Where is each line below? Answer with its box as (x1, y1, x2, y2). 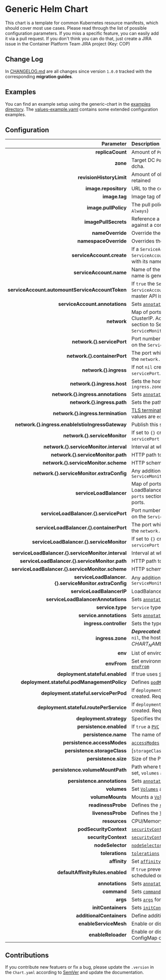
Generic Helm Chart (5, 3, 88, 15)
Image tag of (131, 193, 161, 200)
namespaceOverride (77, 238, 127, 245)
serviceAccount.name (73, 269, 127, 276)
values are (131, 413, 156, 420)
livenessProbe (92, 810, 127, 816)
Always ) (131, 208, 149, 214)
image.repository (85, 185, 127, 192)
